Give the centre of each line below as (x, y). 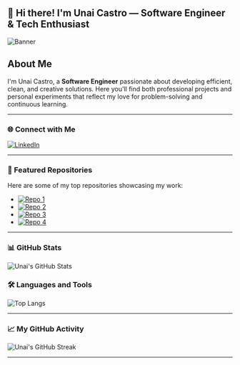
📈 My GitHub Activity (46, 329)
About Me (30, 64)
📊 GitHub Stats (35, 248)
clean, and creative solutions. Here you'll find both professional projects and (120, 89)
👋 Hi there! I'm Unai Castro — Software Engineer (116, 13)
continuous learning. (37, 104)
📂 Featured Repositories (50, 170)
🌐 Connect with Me (42, 129)
